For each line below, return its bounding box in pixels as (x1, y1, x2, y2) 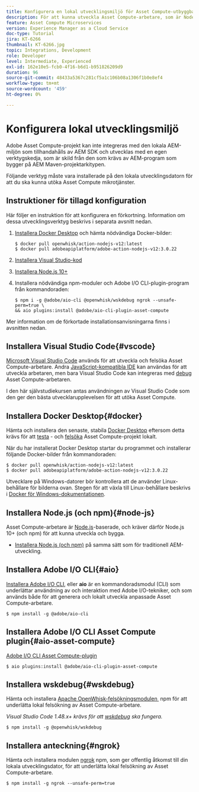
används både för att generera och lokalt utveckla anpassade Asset (6, 593, 171, 600)
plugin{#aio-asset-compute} (6, 636, 115, 647)
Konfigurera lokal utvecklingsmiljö (6, 122, 179, 135)
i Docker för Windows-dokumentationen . (6, 491, 105, 498)
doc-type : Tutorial (6, 31, 54, 37)
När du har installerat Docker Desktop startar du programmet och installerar (6, 444, 191, 451)
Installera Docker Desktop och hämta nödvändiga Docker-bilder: (14, 229, 172, 236)
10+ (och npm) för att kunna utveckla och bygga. (6, 529, 126, 537)
